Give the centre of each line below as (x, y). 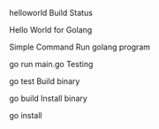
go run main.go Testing (51, 64)
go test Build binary (45, 81)
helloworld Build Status (51, 13)
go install (26, 115)
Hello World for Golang (51, 30)
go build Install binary (49, 98)
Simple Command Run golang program (80, 47)
